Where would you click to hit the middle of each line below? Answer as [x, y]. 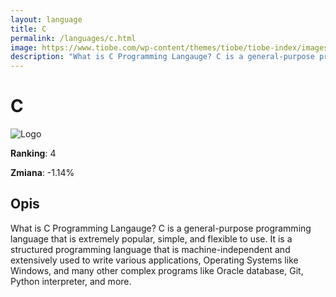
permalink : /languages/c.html [73, 38]
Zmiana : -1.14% [42, 173]
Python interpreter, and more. [71, 281]
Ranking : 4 [33, 153]
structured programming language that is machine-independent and [150, 249]
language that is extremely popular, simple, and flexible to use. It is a [151, 238]
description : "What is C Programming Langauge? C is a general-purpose [162, 57]
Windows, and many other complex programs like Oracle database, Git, [157, 270]
